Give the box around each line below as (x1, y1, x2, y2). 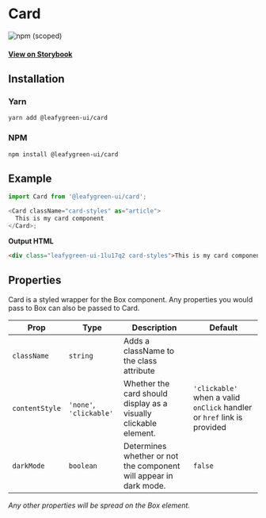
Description (131, 322, 177, 333)
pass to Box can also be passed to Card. (8, 303, 140, 313)
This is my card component (15, 215, 104, 223)
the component (123, 460, 180, 471)
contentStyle (12, 404, 62, 412)
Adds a (123, 335, 150, 346)
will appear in (123, 470, 173, 481)
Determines (123, 440, 167, 451)
